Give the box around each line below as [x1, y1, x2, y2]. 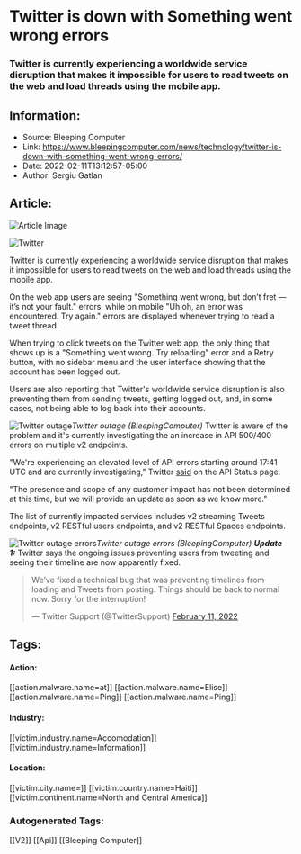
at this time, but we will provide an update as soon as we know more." [9, 493, 268, 504]
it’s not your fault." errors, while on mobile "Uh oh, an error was [9, 301, 243, 311]
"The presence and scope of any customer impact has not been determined [9, 483, 291, 494]
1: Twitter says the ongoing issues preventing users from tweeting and [9, 547, 270, 558]
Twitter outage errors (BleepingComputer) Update [96, 537, 283, 548]
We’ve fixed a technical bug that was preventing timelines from [31, 574, 265, 585]
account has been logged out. [9, 366, 120, 377]
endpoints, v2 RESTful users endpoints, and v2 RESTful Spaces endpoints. [9, 520, 286, 531]
